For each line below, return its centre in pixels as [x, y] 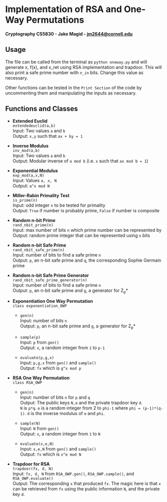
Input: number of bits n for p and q [55, 397]
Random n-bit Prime [34, 220]
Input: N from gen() [39, 429]
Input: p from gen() [39, 343]
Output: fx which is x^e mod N [51, 454]
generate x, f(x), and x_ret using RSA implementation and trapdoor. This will [83, 67]
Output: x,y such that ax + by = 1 [48, 136]
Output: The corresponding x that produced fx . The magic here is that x [87, 483]
